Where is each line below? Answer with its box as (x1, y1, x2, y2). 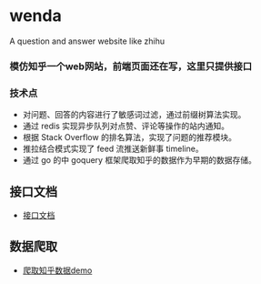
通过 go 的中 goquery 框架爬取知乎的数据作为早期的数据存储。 (22, 155, 256, 166)
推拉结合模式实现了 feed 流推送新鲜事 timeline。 (22, 143, 204, 155)
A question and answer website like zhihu (9, 35, 166, 46)
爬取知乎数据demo (22, 265, 93, 276)
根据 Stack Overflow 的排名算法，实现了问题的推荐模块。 (22, 132, 236, 143)
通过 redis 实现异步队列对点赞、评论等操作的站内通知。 (22, 120, 230, 132)
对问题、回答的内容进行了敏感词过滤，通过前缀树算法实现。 (22, 109, 246, 120)
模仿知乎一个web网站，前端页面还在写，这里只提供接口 (9, 60, 253, 73)
